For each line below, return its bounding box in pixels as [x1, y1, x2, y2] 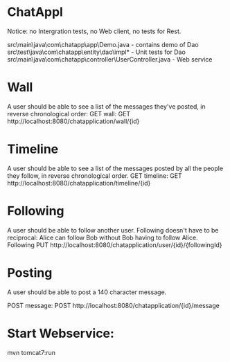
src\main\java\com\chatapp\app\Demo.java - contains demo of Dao [7, 40, 199, 48]
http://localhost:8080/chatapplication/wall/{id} [7, 117, 140, 125]
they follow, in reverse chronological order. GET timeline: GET [7, 171, 182, 180]
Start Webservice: [7, 325, 114, 341]
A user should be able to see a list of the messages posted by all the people [7, 164, 224, 172]
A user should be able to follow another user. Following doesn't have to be [7, 226, 219, 234]
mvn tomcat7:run [7, 348, 56, 356]
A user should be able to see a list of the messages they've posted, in [7, 102, 206, 111]
